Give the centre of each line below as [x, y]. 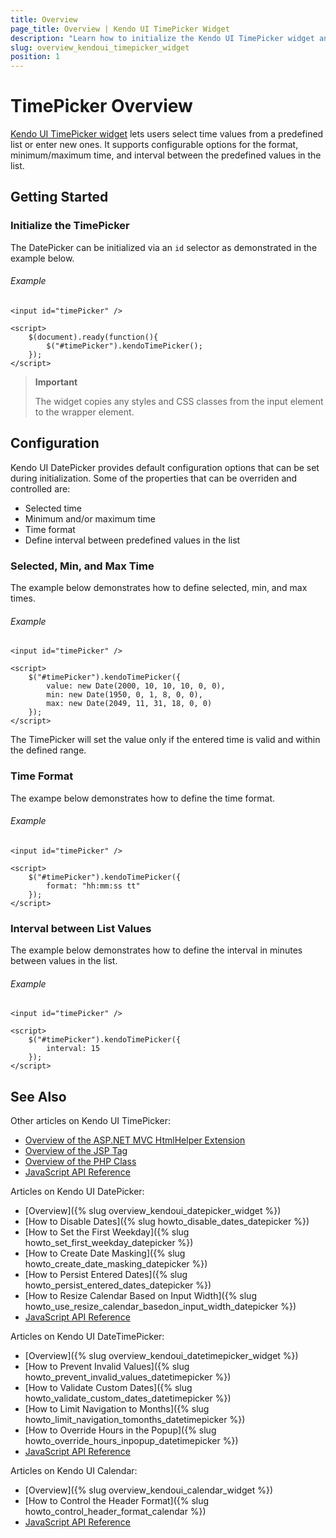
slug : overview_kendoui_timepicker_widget [100, 47]
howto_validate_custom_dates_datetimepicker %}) [128, 1398]
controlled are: [40, 488]
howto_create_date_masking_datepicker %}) [116, 1264]
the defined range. [48, 750]
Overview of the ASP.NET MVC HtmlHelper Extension [135, 1140]
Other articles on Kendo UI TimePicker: [91, 1121]
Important [56, 382]
